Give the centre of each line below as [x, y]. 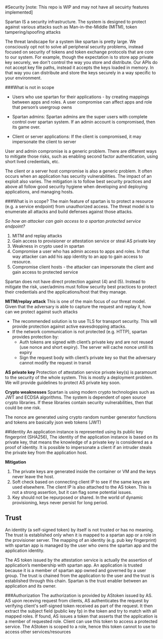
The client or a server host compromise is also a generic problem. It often [79, 171]
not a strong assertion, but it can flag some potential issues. [72, 492]
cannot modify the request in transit [55, 363]
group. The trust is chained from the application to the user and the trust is [80, 575]
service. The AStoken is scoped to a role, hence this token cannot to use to [80, 626]
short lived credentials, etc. [32, 161]
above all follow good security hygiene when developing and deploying [76, 187]
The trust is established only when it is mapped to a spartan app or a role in [81, 535]
